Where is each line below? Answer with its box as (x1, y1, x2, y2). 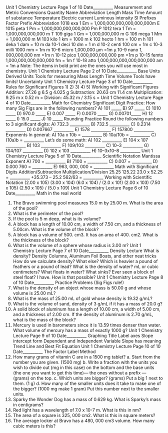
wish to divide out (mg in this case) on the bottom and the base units (12, 364, 154, 370)
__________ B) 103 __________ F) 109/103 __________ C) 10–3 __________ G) (5, 142, 149, 148)
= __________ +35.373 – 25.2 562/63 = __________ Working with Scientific (5, 174, 152, 180)
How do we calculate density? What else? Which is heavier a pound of (12, 258, 158, 264)
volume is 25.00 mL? (12, 290, 56, 296)
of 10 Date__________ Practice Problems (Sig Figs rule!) (12, 279, 124, 285)
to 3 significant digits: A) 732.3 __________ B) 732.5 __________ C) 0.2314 (5, 121, 151, 127)
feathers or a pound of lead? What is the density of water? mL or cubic (12, 263, 159, 269)
